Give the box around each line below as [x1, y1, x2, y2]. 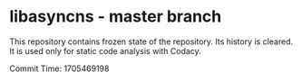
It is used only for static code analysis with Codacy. [9, 45, 201, 56]
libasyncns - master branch [9, 6, 222, 27]
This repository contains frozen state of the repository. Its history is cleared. [9, 36, 293, 47]
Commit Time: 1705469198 [9, 63, 110, 74]
